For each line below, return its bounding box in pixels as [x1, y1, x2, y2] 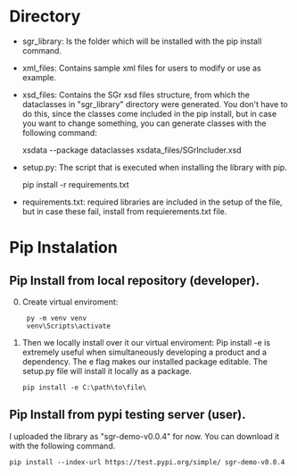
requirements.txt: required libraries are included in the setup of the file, [21, 196, 283, 207]
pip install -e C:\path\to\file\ [21, 382, 147, 392]
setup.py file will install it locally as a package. [21, 365, 193, 376]
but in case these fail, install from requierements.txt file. [21, 205, 227, 216]
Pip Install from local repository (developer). [9, 272, 260, 288]
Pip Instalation [9, 238, 118, 258]
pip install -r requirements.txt [21, 179, 129, 189]
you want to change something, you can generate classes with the [21, 118, 267, 129]
